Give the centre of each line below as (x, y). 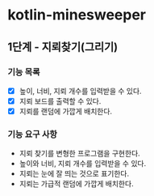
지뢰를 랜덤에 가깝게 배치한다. (66, 111)
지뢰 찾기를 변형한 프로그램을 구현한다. (79, 153)
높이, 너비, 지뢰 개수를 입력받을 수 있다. (80, 91)
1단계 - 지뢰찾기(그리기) (63, 47)
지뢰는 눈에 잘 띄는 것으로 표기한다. (74, 174)
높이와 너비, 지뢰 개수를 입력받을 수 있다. (83, 164)
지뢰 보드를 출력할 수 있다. (60, 101)
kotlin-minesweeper (77, 15)
